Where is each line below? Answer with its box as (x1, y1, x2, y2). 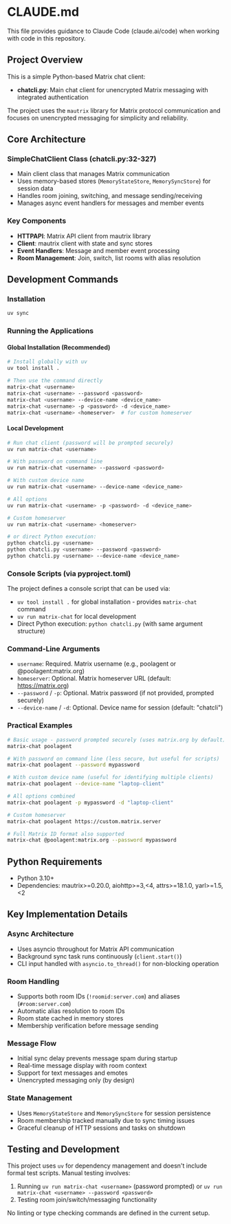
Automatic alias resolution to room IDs (16, 1007, 125, 1015)
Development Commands (7, 274, 119, 285)
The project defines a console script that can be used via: (7, 584, 170, 593)
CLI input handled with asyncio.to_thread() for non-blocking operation (16, 959, 219, 968)
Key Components (7, 216, 67, 226)
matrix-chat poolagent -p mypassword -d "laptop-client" (7, 799, 174, 806)
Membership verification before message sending (16, 1022, 159, 1030)
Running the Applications (7, 326, 94, 336)
